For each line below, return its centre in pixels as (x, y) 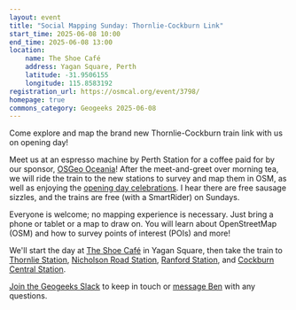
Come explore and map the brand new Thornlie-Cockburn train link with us (146, 133)
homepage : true (37, 100)
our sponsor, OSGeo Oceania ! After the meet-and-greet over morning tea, (144, 169)
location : (27, 50)
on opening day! (39, 143)
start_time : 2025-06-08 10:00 (65, 34)
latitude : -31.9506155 (67, 75)
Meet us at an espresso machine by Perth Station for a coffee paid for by (142, 159)
